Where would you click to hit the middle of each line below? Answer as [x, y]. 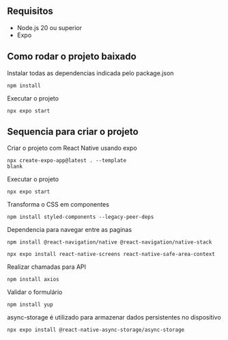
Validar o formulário [35, 292]
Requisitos [30, 11]
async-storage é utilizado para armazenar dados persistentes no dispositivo [114, 317]
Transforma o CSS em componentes [58, 205]
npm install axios [33, 280]
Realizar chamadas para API [47, 267]
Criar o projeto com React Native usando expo [72, 148]
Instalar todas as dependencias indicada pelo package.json [90, 73]
